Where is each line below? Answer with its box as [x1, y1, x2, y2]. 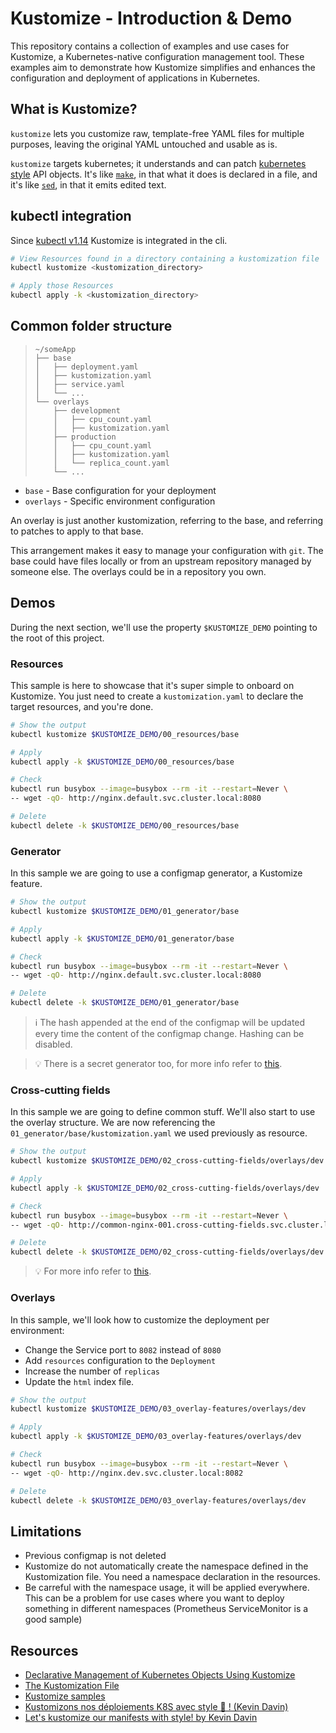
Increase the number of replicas [24, 1365, 161, 1377]
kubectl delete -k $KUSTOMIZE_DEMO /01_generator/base [10, 998, 240, 1008]
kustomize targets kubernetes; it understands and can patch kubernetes [10, 157, 307, 169]
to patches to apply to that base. [10, 525, 144, 537]
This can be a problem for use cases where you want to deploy [24, 1592, 285, 1604]
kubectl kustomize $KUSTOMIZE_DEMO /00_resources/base [10, 729, 240, 739]
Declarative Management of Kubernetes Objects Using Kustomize [24, 1669, 296, 1681]
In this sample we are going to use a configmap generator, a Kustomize [10, 867, 303, 879]
